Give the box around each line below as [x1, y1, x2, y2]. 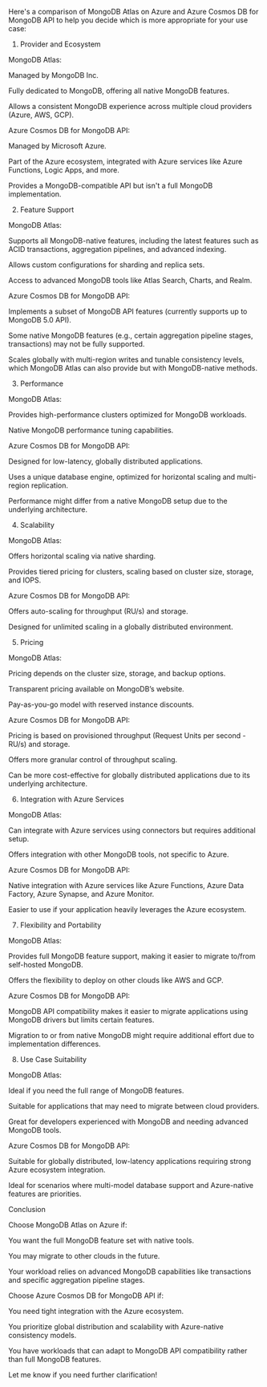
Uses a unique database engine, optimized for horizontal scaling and [8, 472, 236, 481]
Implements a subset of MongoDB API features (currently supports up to [8, 306, 248, 316]
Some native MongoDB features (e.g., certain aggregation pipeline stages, [8, 331, 254, 340]
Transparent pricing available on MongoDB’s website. [8, 684, 184, 693]
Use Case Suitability [19, 1055, 87, 1064]
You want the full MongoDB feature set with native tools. [8, 1235, 195, 1245]
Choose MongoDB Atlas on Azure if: [8, 1220, 127, 1230]
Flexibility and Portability [19, 920, 102, 930]
